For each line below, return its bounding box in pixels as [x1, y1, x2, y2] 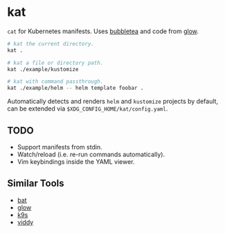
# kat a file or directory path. [7, 59, 104, 66]
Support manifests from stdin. [17, 143, 102, 151]
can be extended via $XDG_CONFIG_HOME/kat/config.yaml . [7, 104, 168, 113]
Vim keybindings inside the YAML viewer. [17, 158, 135, 166]
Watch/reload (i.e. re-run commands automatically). [17, 150, 165, 158]
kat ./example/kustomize [7, 66, 79, 73]
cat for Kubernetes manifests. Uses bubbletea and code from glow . [7, 27, 199, 35]
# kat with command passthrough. [7, 78, 104, 85]
